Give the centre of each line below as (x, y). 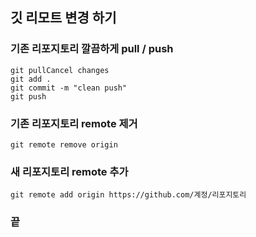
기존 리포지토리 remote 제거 (74, 123)
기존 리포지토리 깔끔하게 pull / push (92, 49)
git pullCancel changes (60, 70)
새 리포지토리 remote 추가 (69, 171)
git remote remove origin (64, 144)
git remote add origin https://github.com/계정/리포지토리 (128, 195)
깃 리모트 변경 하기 (63, 18)
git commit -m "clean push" (69, 88)
